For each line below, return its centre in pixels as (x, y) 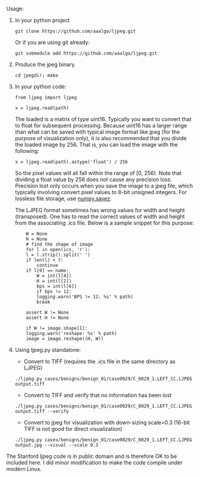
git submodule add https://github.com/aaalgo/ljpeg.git (86, 53)
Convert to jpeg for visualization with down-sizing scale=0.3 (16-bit (107, 422)
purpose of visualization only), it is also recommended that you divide (101, 138)
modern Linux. (24, 469)
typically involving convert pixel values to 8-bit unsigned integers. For (101, 192)
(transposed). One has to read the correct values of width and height (100, 216)
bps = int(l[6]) (57, 286)
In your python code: (41, 87)
